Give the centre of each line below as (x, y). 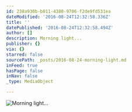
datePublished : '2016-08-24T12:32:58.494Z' (60, 28)
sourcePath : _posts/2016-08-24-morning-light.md (66, 60)
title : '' (18, 22)
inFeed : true (22, 65)
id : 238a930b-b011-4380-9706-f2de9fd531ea (58, 11)
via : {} (15, 49)
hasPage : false (25, 71)
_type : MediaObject (30, 82)
